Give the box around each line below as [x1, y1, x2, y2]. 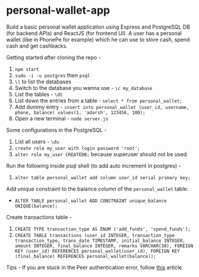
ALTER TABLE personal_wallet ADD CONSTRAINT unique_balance [14, 198, 167, 204]
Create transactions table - [6, 213, 72, 220]
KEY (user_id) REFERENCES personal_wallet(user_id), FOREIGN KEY [14, 248, 180, 254]
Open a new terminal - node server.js [14, 114, 109, 122]
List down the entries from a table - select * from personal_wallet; [14, 97, 182, 104]
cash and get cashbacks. [6, 42, 68, 49]
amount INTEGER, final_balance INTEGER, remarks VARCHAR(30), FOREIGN [14, 242, 194, 249]
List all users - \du [14, 138, 59, 145]
